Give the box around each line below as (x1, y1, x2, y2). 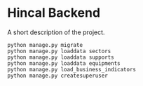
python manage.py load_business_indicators (7, 66, 137, 73)
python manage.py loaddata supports (7, 54, 114, 61)
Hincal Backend (7, 5, 100, 21)
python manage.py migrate (7, 41, 83, 48)
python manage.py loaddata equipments (7, 59, 121, 67)
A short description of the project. (7, 28, 105, 36)
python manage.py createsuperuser (7, 72, 109, 79)
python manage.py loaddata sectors (7, 48, 111, 55)
